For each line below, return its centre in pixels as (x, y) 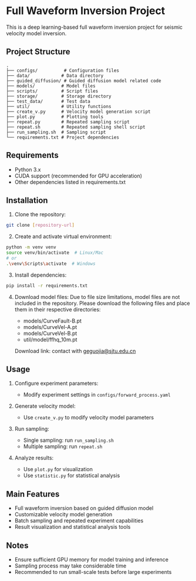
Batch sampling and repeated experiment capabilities (79, 520)
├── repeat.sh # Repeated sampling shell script (76, 127)
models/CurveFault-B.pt (53, 321)
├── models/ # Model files (51, 86)
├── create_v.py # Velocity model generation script (78, 112)
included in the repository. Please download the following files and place (102, 303)
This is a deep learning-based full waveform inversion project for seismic (94, 27)
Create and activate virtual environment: (63, 237)
